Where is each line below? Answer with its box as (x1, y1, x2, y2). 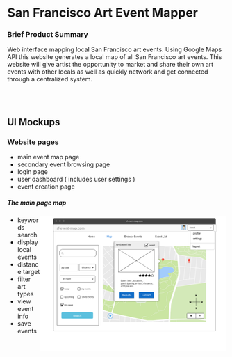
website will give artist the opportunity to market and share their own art (7, 61, 214, 69)
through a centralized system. (7, 75, 92, 84)
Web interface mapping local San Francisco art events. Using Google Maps (7, 45, 222, 54)
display (17, 238, 38, 246)
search (17, 231, 38, 239)
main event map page (17, 153, 80, 161)
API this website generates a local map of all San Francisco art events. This (7, 53, 222, 61)
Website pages (7, 137, 59, 147)
